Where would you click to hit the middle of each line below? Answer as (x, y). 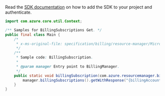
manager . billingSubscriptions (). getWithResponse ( (74, 80)
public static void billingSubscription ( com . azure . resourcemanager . (85, 75)
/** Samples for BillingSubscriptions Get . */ (54, 30)
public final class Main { (33, 35)
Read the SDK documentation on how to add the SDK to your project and (79, 7)
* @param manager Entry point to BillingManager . (68, 66)
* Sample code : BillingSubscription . (55, 58)
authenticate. (18, 12)
